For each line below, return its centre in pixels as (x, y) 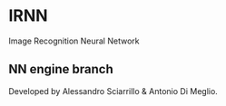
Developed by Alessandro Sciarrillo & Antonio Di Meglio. (113, 91)
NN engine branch (61, 69)
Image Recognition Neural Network (74, 41)
